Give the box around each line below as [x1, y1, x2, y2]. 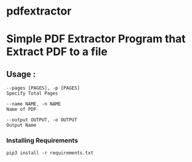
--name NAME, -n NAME [6, 101, 61, 107]
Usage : [6, 69, 36, 79]
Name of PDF [6, 106, 36, 113]
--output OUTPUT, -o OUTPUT [6, 117, 78, 123]
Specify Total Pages [6, 90, 59, 96]
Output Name [6, 123, 36, 129]
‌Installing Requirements [6, 137, 78, 145]
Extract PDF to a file [6, 45, 108, 59]
